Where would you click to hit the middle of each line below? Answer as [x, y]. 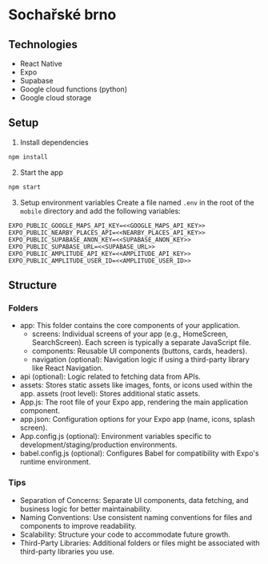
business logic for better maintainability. [86, 509]
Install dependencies [54, 142]
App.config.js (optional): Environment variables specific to [116, 436]
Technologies [43, 45]
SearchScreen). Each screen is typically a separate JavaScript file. [142, 343]
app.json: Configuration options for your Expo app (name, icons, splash [137, 420]
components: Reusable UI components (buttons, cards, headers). [140, 351]
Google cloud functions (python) [74, 89]
